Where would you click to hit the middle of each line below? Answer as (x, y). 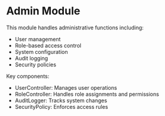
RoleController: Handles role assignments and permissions (87, 94)
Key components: (28, 76)
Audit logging (31, 58)
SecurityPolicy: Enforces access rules (62, 106)
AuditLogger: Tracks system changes (61, 100)
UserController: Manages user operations (66, 87)
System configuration (41, 51)
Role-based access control (48, 45)
